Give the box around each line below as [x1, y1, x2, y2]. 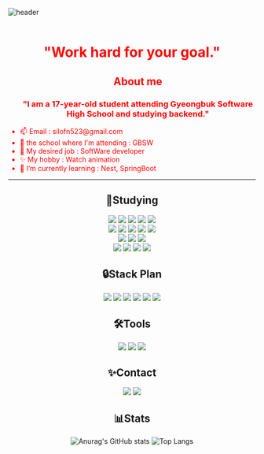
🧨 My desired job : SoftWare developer [19, 146, 145, 155]
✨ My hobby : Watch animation [19, 154, 120, 164]
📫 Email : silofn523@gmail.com [19, 126, 123, 136]
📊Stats [113, 411, 151, 425]
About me [113, 75, 163, 88]
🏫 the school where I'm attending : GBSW [19, 138, 154, 147]
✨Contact [107, 366, 157, 379]
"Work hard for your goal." [43, 43, 221, 61]
